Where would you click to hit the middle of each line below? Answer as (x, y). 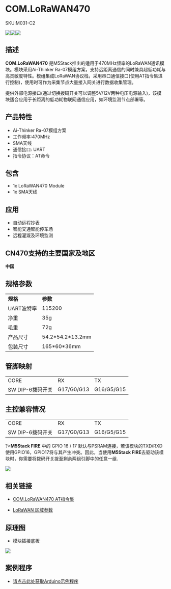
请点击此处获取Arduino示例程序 (46, 581)
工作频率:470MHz (31, 137)
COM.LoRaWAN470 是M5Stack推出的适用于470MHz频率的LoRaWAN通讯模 (85, 63)
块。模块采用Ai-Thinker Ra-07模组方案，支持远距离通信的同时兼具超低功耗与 (85, 69)
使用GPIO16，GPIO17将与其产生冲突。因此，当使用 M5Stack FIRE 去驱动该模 (84, 452)
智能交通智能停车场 (33, 229)
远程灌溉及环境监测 (33, 235)
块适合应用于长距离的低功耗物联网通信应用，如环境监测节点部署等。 (77, 99)
